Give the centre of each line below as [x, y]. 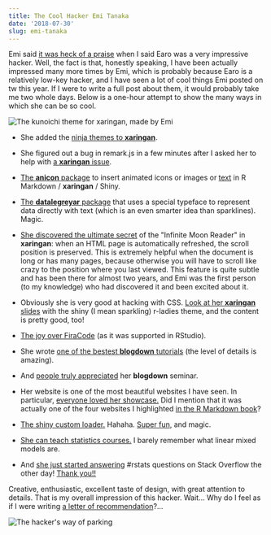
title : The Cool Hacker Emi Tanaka [69, 16]
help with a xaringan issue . [66, 162]
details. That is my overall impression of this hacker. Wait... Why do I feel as [135, 498]
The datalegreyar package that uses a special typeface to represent [135, 202]
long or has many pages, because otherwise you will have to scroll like [138, 261]
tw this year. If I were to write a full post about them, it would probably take [134, 89]
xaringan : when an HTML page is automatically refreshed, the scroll [135, 244]
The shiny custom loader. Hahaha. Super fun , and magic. [116, 424]
